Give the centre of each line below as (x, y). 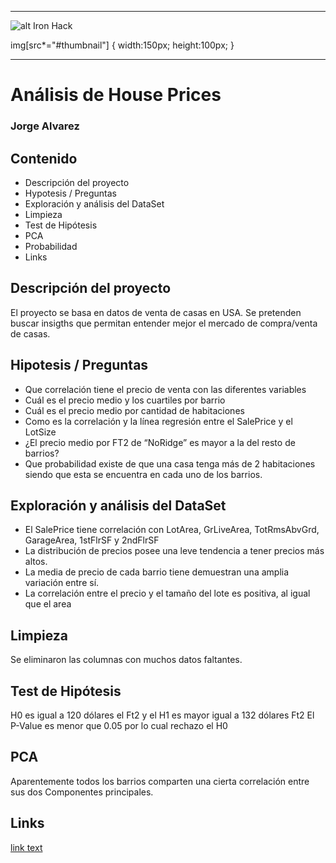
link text (26, 847)
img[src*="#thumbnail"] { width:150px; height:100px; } (122, 45)
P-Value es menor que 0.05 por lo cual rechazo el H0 (119, 725)
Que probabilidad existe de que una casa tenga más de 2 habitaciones (170, 463)
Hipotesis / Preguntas (79, 365)
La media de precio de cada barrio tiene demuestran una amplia (157, 572)
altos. (36, 562)
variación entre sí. (62, 583)
